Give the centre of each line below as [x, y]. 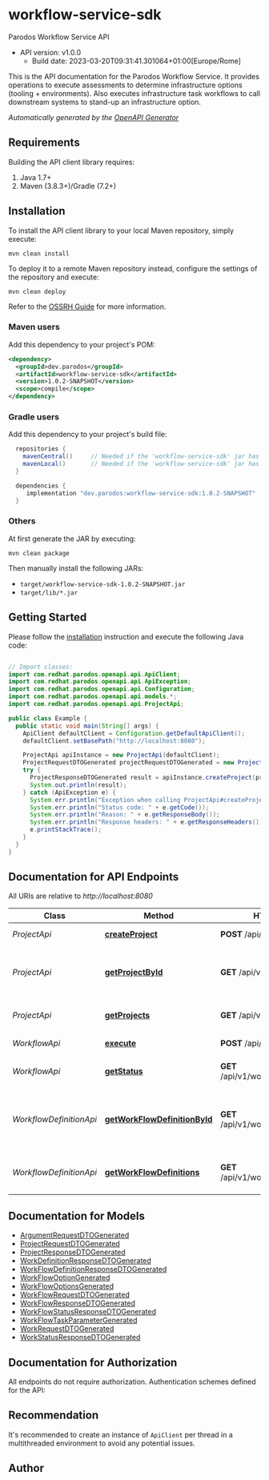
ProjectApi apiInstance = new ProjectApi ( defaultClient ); [121, 755]
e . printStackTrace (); [66, 830]
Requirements [44, 143]
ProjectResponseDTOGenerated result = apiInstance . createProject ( [143, 778]
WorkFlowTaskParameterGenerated [78, 1320]
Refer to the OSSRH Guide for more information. [87, 307]
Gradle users [34, 417]
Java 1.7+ [36, 177]
